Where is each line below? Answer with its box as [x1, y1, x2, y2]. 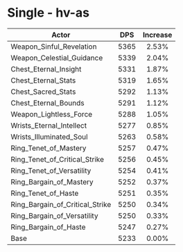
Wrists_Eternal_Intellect [10, 120, 87, 130]
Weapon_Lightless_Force [10, 109, 93, 119]
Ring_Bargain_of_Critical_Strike [10, 199, 112, 209]
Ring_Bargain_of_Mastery [10, 177, 94, 187]
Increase [142, 30, 173, 40]
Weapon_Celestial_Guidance [10, 53, 103, 62]
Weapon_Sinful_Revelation [10, 42, 97, 51]
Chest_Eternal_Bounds [10, 98, 85, 108]
